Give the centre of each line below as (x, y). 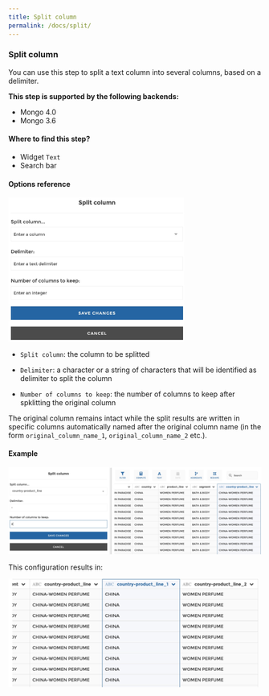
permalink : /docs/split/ (50, 25)
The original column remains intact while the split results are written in (124, 418)
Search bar (39, 166)
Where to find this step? (49, 139)
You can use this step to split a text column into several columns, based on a (135, 72)
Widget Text (40, 157)
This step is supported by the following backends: (94, 96)
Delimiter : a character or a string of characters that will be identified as (138, 370)
